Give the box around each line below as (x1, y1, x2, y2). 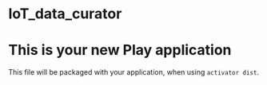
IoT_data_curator (8, 5, 122, 23)
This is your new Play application (8, 41, 232, 60)
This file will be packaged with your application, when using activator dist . (8, 68, 260, 77)
